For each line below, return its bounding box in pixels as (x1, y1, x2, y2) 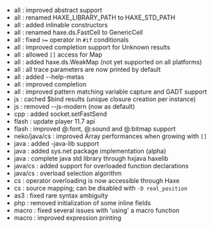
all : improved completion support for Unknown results (13, 43, 171, 51)
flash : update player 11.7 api (13, 117, 95, 125)
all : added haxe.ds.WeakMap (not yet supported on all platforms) (13, 58, 202, 66)
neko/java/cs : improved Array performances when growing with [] (13, 132, 207, 140)
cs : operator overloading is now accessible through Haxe (13, 177, 180, 184)
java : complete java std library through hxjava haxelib (13, 154, 169, 163)
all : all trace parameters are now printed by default (13, 66, 161, 73)
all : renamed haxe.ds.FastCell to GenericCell (13, 28, 143, 36)
